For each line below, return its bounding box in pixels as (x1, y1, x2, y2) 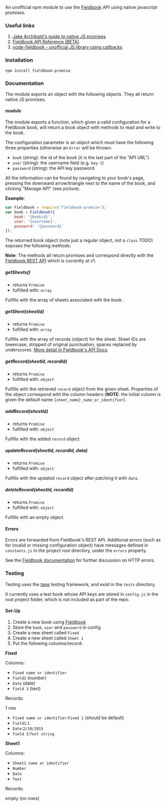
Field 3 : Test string (12, 730, 55, 737)
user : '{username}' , (14, 219, 57, 224)
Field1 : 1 (12, 720, 30, 726)
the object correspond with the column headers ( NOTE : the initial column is (5, 391, 161, 397)
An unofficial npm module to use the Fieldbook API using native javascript (5, 5, 157, 10)
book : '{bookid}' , (14, 214, 53, 219)
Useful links (5, 22, 35, 29)
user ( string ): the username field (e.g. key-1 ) (12, 160, 104, 166)
